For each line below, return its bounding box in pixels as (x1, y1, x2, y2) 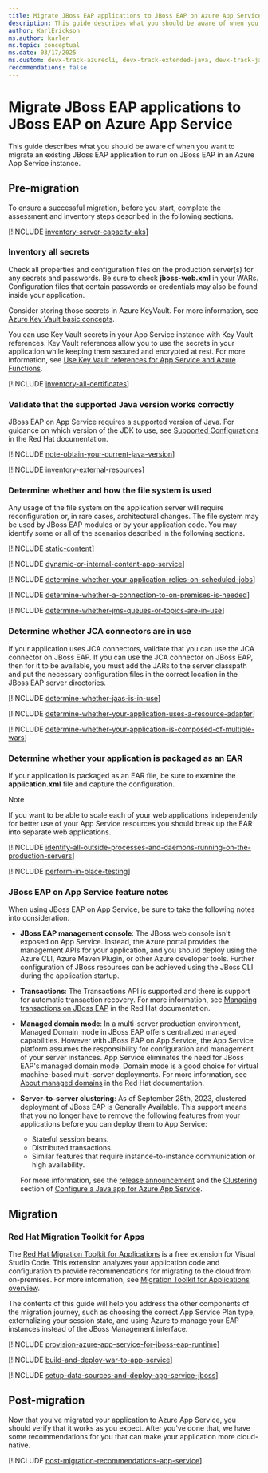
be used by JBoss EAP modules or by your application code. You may (8, 520, 238, 529)
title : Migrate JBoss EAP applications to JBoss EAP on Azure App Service (8, 11, 262, 20)
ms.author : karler (8, 34, 69, 42)
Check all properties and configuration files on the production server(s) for (8, 264, 254, 274)
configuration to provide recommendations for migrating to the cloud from (8, 1266, 251, 1276)
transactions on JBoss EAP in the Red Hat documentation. (19, 1004, 211, 1013)
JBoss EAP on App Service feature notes (8, 886, 169, 897)
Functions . (8, 363, 43, 373)
